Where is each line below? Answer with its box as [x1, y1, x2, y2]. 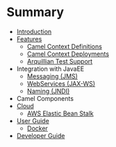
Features [16, 34, 42, 43]
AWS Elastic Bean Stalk [26, 109, 94, 118]
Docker [26, 124, 48, 132]
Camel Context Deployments [26, 50, 109, 58]
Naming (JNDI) [26, 87, 70, 95]
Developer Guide [16, 131, 65, 140]
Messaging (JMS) [26, 71, 78, 80]
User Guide [16, 116, 49, 125]
